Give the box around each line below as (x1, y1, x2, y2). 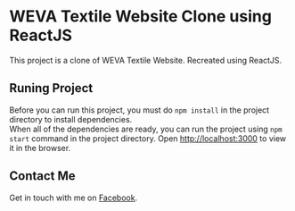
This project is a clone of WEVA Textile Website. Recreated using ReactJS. (9, 55, 283, 65)
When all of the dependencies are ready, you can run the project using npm (9, 123, 283, 134)
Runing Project (9, 80, 94, 96)
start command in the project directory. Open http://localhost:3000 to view (9, 132, 287, 144)
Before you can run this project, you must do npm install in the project (9, 105, 270, 115)
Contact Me (9, 168, 76, 184)
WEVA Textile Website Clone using (9, 6, 272, 27)
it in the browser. (9, 142, 71, 153)
